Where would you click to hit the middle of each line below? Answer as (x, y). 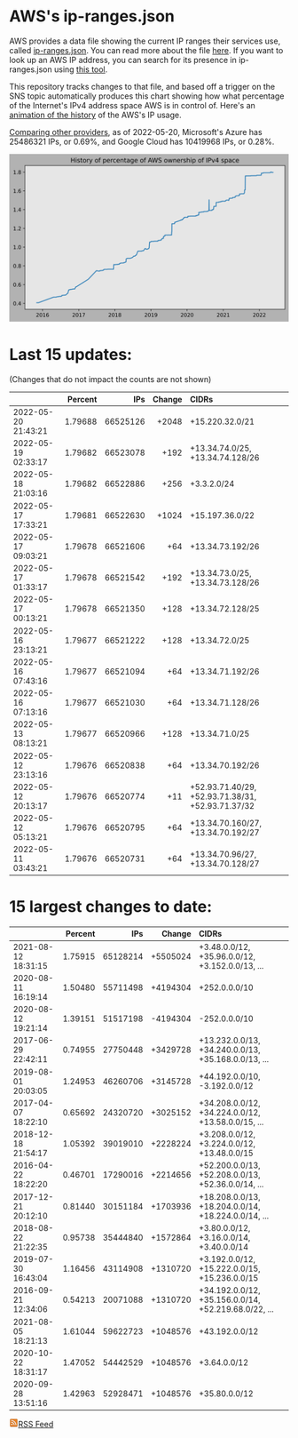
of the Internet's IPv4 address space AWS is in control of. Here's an (132, 105)
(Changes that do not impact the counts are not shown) (110, 379)
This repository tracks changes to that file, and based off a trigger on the (142, 86)
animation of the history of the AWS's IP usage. (95, 115)
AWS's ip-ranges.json (92, 16)
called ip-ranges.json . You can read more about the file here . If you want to (146, 50)
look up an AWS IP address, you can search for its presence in (123, 60)
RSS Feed (36, 1424)
